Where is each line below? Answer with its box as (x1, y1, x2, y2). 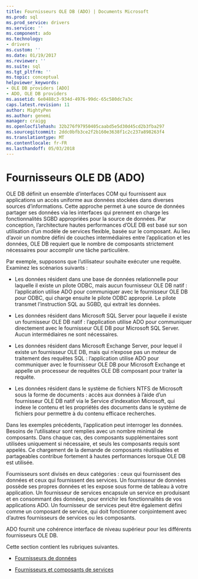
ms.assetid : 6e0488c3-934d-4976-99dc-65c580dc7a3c (6, 96, 133, 102)
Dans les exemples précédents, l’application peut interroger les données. (6, 422, 183, 429)
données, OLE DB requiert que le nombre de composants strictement (6, 240, 174, 247)
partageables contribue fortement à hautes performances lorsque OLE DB (6, 453, 186, 460)
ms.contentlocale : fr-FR (6, 140, 67, 146)
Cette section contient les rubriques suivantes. (6, 543, 120, 551)
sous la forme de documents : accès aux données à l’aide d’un (14, 391, 167, 398)
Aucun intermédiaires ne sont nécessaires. (14, 331, 119, 338)
